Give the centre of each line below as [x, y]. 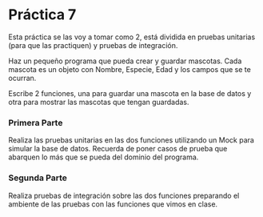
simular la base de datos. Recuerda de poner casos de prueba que [118, 149]
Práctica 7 [42, 15]
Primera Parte [36, 123]
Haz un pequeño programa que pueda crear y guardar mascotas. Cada [125, 61]
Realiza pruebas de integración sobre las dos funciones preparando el [124, 195]
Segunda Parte [38, 178]
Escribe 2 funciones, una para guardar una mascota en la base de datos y [130, 93]
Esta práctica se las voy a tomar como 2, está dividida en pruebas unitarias [132, 37]
